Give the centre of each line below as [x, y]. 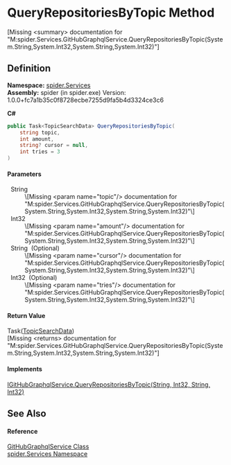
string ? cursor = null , [54, 146]
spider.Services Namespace [48, 454]
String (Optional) [35, 248]
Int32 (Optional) [34, 278]
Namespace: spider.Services [49, 85]
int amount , [37, 139]
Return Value [26, 315]
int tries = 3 [40, 152]
